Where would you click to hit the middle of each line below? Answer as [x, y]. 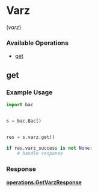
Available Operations [38, 43]
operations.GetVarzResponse [44, 182]
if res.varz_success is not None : [50, 148]
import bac [20, 104]
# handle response [40, 154]
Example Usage [29, 92]
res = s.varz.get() [31, 137]
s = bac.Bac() [24, 121]
